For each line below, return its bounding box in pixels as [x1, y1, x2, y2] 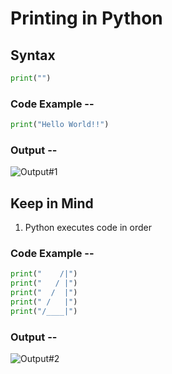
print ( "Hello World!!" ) [10, 120, 110, 130]
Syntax [10, 47, 56, 64]
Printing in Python [10, 7, 163, 30]
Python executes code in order [24, 222, 152, 234]
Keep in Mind [10, 195, 94, 212]
